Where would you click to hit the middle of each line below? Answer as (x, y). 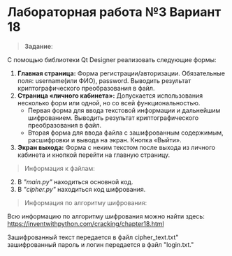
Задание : (39, 46)
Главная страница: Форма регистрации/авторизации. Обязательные (121, 73)
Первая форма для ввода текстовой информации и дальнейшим (124, 110)
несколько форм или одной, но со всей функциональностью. (109, 103)
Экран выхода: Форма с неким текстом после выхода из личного (116, 147)
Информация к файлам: (60, 168)
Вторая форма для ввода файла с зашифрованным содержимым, (125, 133)
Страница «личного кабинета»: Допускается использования (110, 96)
